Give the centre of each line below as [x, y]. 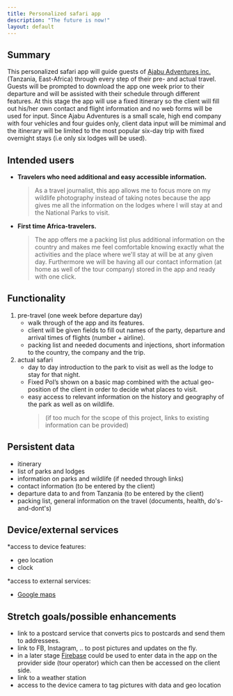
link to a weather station [52, 678]
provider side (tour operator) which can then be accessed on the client [119, 663]
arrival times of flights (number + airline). [86, 337]
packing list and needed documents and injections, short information [126, 345]
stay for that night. [54, 374]
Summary [29, 55]
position [39, 389]
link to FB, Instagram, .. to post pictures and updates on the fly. [107, 648]
